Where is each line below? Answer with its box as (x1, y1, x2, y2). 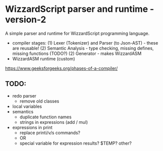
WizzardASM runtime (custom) (12, 55, 76, 61)
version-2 (5, 14, 46, 25)
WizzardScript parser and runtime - (5, 3, 154, 15)
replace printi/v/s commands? (19, 130, 81, 136)
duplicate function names (19, 114, 72, 120)
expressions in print (12, 124, 53, 130)
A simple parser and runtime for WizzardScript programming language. (5, 30, 150, 36)
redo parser (12, 93, 37, 99)
